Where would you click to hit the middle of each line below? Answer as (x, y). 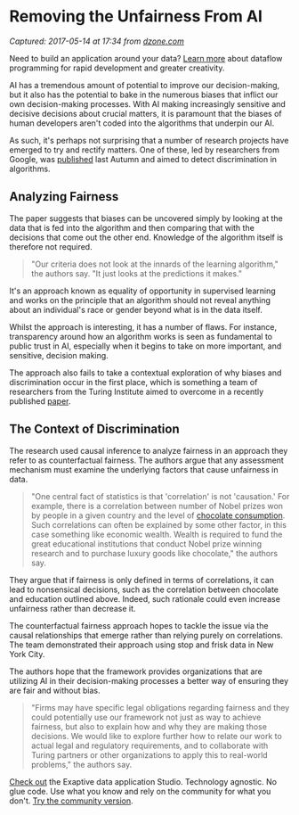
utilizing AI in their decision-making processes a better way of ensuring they (149, 680)
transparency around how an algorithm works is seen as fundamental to (141, 336)
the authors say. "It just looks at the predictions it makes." (137, 273)
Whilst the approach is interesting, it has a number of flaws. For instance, (143, 326)
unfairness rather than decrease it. (73, 608)
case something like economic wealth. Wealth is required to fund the (157, 534)
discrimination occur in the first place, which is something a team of (133, 382)
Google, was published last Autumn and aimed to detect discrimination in (143, 159)
